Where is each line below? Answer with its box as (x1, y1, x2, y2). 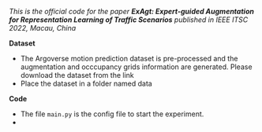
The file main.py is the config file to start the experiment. (20, 109, 204, 119)
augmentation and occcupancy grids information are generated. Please (20, 62, 253, 71)
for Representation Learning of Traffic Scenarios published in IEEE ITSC (9, 15, 249, 24)
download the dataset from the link (20, 71, 135, 79)
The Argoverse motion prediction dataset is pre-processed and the (20, 54, 238, 63)
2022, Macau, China (9, 24, 77, 32)
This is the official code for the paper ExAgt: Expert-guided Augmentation (9, 7, 255, 16)
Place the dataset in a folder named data (20, 79, 152, 88)
